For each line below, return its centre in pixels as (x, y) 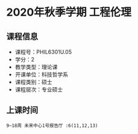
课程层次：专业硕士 (39, 90)
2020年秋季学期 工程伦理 (69, 12)
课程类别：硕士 (33, 82)
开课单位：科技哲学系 (41, 75)
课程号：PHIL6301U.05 (43, 52)
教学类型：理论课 (36, 67)
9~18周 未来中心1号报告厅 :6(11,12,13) (52, 126)
